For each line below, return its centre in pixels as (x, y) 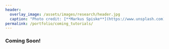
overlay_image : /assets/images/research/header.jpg (65, 14)
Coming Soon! (23, 41)
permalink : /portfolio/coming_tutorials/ (49, 24)
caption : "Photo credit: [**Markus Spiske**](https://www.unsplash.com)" (89, 19)
